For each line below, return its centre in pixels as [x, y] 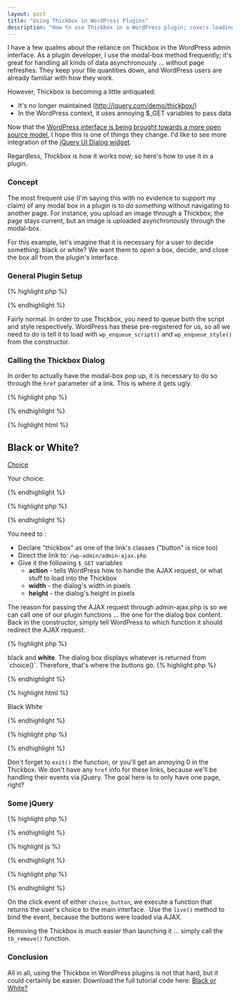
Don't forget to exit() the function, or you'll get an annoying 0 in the [108, 762]
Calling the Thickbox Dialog [56, 360]
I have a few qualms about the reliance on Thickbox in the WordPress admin [119, 48]
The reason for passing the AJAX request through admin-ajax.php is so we [117, 607]
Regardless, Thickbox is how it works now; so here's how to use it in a [110, 156]
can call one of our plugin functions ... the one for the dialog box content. [115, 615]
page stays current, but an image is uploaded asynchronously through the [116, 220]
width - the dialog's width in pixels [79, 586]
